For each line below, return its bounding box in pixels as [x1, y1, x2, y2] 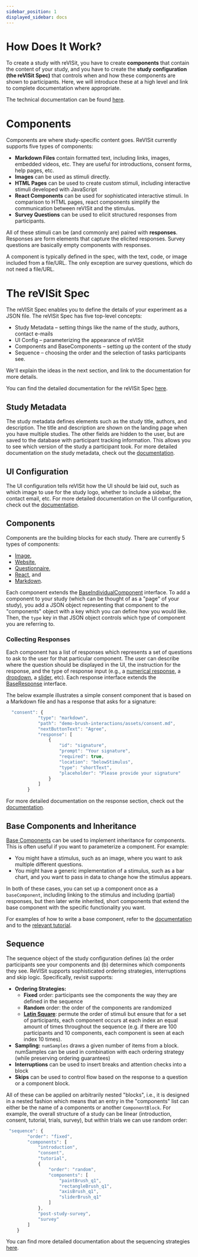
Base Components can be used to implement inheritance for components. [6, 837, 186, 844]
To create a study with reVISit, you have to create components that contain [6, 59, 190, 67]
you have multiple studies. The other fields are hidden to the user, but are [6, 430, 185, 438]
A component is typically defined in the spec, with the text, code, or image [6, 253, 187, 260]
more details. [6, 373, 38, 381]
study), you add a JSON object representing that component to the [6, 601, 169, 609]
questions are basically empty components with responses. [6, 242, 151, 249]
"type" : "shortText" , [59, 764, 112, 771]
